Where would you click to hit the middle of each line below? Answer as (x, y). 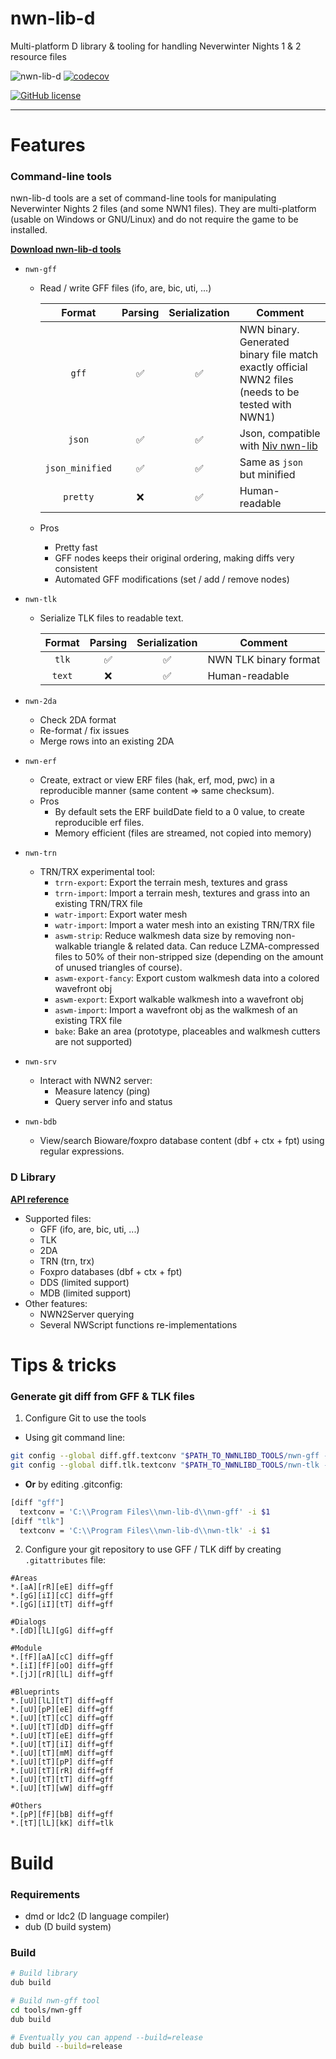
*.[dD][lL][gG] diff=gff (62, 1631)
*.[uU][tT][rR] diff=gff (62, 1771)
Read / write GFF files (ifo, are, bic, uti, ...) (125, 288)
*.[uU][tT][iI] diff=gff (62, 1745)
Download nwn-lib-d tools (66, 249)
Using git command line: (75, 1438)
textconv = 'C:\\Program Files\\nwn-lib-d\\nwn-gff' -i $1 (145, 1512)
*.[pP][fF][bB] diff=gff (62, 1815)
